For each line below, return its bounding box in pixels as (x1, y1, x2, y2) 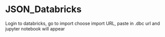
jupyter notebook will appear (5, 25, 65, 31)
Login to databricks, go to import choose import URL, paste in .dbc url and (5, 20, 160, 26)
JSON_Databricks (5, 4, 82, 15)
